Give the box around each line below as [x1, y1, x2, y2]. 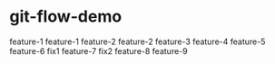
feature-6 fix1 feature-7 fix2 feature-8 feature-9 [9, 45, 188, 56]
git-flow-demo [9, 6, 123, 27]
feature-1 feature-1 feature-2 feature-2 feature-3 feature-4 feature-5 [9, 36, 266, 47]
